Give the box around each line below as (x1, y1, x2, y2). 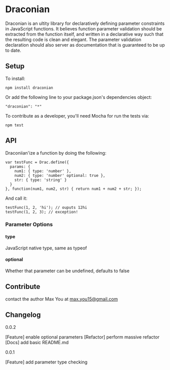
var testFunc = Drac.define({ (5, 160, 70, 165)
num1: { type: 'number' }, (14, 168, 72, 173)
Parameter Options (5, 221, 53, 228)
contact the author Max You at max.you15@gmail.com (5, 295, 118, 302)
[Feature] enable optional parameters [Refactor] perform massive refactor (5, 334, 160, 340)
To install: (5, 75, 25, 82)
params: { (10, 164, 30, 169)
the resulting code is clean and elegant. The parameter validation (5, 36, 142, 43)
